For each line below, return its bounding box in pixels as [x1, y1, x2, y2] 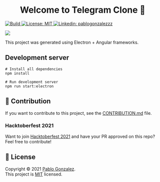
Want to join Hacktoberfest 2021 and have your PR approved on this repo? [5, 133, 155, 139]
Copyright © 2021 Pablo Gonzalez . [5, 166, 76, 172]
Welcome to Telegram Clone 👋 [20, 4, 146, 16]
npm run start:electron [5, 83, 54, 89]
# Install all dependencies [5, 66, 63, 72]
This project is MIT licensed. [5, 171, 63, 177]
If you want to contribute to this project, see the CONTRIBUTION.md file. [5, 110, 152, 116]
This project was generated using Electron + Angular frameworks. [5, 39, 139, 45]
